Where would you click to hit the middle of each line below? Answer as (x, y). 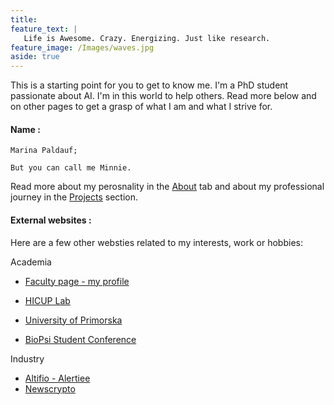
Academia (31, 262)
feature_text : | (44, 29)
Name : (25, 129)
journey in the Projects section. (74, 197)
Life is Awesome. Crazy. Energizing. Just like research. (147, 38)
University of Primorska (73, 320)
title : (24, 19)
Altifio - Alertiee (57, 378)
